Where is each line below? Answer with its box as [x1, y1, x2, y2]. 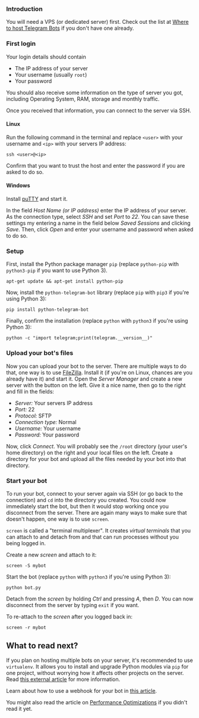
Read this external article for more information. [6, 676, 121, 683]
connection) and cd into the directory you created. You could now [6, 496, 166, 503]
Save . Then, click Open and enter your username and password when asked [6, 226, 194, 233]
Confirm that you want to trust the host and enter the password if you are [6, 162, 185, 169]
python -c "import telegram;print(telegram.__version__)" [6, 335, 153, 341]
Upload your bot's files [6, 349, 74, 357]
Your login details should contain [6, 53, 86, 60]
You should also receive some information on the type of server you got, [6, 89, 184, 96]
